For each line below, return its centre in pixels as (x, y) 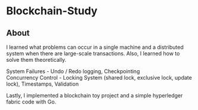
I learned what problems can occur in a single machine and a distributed (95, 47)
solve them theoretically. (36, 60)
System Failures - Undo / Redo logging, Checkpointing (73, 71)
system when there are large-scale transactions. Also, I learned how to (93, 54)
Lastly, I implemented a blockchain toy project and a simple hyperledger (95, 95)
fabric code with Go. (31, 102)
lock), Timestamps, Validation (43, 84)
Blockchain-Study (52, 11)
